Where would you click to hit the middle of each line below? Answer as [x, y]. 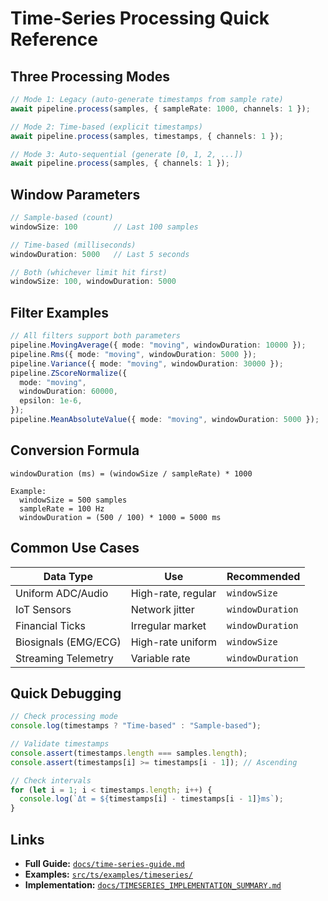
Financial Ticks [50, 625]
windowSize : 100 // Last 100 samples [104, 227]
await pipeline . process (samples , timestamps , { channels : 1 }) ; [147, 136]
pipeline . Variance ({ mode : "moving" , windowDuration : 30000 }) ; [147, 363]
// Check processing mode [64, 717]
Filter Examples [59, 312]
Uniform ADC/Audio [62, 593]
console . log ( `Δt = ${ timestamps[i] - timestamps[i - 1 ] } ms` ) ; [151, 799]
